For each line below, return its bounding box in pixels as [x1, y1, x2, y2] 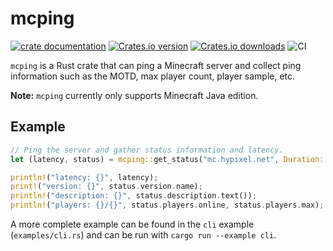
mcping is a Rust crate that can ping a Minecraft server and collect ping [10, 59, 302, 71]
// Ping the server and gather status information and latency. [10, 145, 284, 155]
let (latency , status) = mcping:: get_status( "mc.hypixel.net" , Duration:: [10, 154, 329, 164]
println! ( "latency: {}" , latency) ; [10, 172, 159, 182]
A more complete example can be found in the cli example [10, 218, 255, 230]
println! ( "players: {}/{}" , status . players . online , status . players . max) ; [10, 200, 325, 211]
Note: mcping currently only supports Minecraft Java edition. [10, 89, 259, 101]
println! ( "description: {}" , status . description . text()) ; [10, 191, 257, 201]
